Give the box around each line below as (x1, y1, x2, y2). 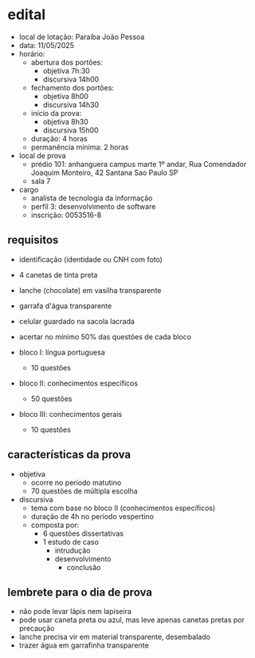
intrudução (54, 545, 91, 555)
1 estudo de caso (42, 537, 99, 546)
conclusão (66, 562, 101, 572)
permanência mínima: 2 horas (30, 142, 129, 152)
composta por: (30, 520, 80, 529)
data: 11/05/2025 (18, 40, 75, 50)
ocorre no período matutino (30, 478, 122, 487)
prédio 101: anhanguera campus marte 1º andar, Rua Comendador (30, 159, 247, 168)
